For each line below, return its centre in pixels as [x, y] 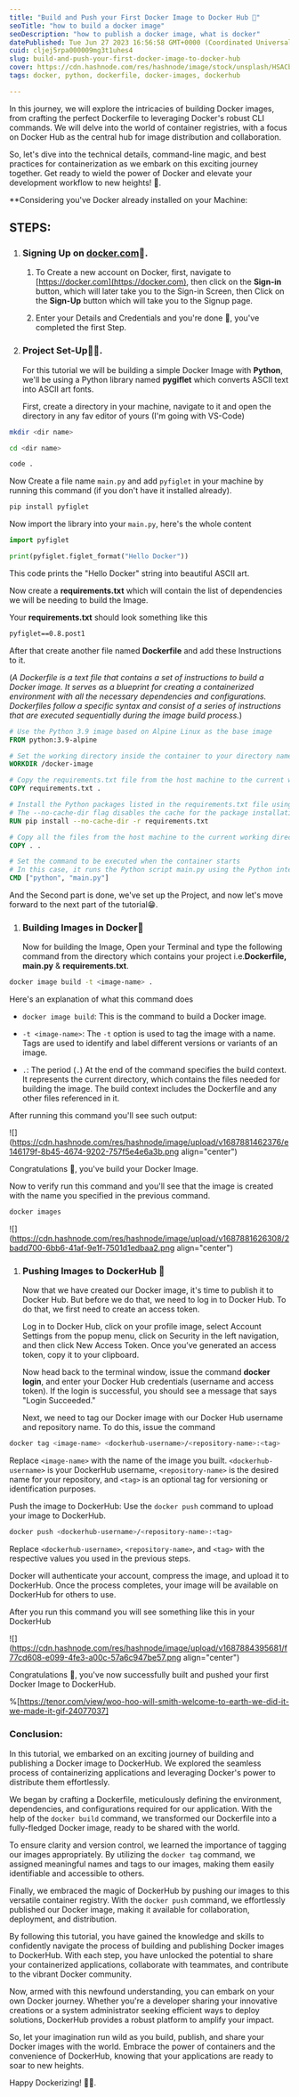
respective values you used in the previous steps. [100, 1558]
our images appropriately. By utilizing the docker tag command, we [132, 1854]
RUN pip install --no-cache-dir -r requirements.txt [109, 821]
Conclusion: [36, 1735]
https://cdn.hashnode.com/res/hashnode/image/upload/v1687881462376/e [150, 1142]
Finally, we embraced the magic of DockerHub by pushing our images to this [149, 1890]
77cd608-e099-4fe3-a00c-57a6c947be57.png [95, 1658]
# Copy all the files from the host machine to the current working [139, 837]
